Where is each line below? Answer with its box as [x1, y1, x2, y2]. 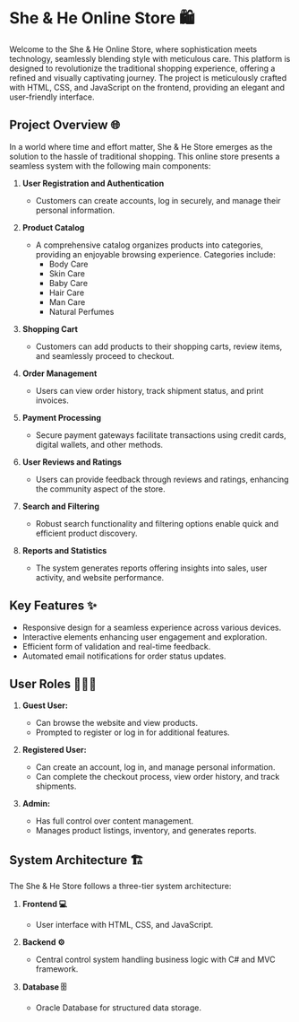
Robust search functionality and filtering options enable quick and [35, 518, 279, 528]
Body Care [48, 258, 89, 269]
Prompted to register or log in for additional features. [35, 727, 230, 738]
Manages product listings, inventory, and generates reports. [35, 825, 257, 836]
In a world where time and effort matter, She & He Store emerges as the [9, 141, 273, 152]
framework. [35, 964, 79, 974]
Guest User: [21, 700, 69, 711]
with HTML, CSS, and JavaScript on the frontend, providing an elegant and [9, 82, 285, 92]
